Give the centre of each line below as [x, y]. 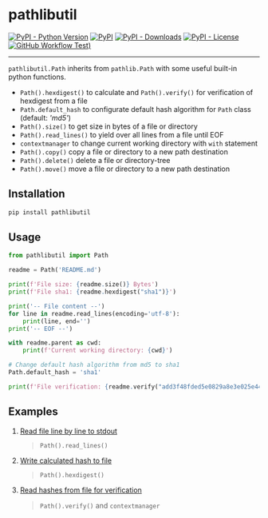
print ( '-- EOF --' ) [41, 329]
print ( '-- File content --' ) [57, 306]
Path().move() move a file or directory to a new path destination [125, 169]
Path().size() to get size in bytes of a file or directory [108, 126]
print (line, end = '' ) [57, 321]
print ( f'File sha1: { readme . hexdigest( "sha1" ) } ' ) [93, 292]
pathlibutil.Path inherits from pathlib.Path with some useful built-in [123, 68]
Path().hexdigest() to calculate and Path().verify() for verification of [136, 92]
